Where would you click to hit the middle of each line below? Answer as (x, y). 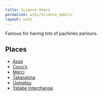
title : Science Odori (28, 10)
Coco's (20, 67)
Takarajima (24, 77)
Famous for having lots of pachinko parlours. (51, 34)
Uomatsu (22, 83)
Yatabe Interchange (33, 88)
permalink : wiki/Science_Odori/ (39, 15)
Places (16, 49)
